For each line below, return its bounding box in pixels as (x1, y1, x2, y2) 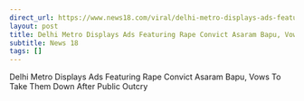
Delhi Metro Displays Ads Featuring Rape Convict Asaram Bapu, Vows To (9, 71, 281, 82)
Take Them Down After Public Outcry (9, 81, 148, 92)
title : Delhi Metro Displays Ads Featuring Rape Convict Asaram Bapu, (9, 30, 281, 39)
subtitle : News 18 (9, 38, 79, 48)
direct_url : (9, 13, 54, 23)
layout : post (9, 22, 59, 31)
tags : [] (9, 47, 43, 56)
